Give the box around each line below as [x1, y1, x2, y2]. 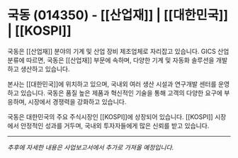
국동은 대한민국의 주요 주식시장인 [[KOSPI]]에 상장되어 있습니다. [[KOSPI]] [7, 112, 214, 121]
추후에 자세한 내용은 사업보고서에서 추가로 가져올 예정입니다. [7, 143, 174, 152]
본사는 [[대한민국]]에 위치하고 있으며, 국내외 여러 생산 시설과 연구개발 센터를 [7, 79, 217, 88]
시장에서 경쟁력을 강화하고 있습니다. [28, 97, 127, 106]
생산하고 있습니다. [20, 64, 70, 73]
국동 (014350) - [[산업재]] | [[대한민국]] [7, 7, 229, 23]
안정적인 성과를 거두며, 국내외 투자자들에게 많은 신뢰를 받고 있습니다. [20, 121, 210, 130]
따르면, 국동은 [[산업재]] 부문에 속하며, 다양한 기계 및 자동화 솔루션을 [25, 55, 215, 64]
